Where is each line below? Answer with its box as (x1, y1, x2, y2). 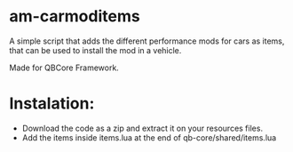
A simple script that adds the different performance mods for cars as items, (9, 36, 285, 46)
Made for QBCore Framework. (9, 62, 120, 73)
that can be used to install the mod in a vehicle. (9, 44, 182, 55)
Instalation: (9, 93, 95, 114)
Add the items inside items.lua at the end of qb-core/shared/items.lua (21, 132, 277, 143)
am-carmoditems (9, 6, 140, 27)
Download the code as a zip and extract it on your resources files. (21, 123, 264, 133)
